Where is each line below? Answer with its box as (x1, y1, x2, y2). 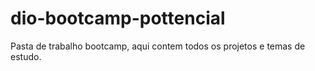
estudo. (10, 50, 42, 62)
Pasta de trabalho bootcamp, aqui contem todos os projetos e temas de (10, 40, 306, 52)
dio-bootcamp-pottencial (10, 7, 226, 30)
